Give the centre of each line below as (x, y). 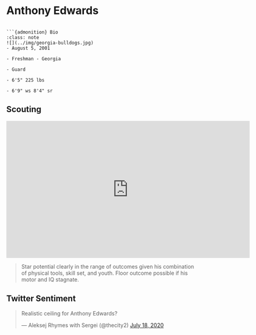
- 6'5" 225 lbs (26, 80)
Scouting (24, 109)
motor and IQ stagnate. (50, 279)
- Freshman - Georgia (34, 58)
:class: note (23, 37)
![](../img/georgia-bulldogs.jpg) (50, 43)
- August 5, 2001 (28, 48)
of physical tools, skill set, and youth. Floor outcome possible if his (105, 273)
